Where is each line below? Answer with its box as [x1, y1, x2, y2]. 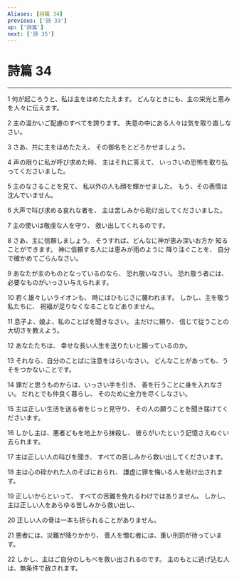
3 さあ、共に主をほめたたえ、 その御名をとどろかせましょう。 [7, 143, 189, 152]
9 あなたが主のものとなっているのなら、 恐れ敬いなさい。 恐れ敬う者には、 [7, 269, 228, 278]
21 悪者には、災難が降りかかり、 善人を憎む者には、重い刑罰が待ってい [7, 531, 216, 540]
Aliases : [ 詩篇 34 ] [7, 10, 63, 18]
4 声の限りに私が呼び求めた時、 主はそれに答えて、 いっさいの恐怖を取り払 [7, 158, 228, 167]
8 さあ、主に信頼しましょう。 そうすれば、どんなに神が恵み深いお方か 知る [7, 236, 228, 245]
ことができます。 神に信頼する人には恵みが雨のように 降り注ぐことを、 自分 [7, 245, 230, 254]
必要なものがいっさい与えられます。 [7, 278, 113, 287]
